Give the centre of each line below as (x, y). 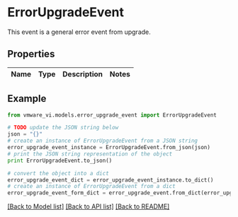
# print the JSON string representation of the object (90, 154)
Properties (31, 54)
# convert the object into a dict (58, 173)
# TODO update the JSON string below (63, 128)
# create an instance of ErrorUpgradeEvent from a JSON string (103, 141)
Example (27, 99)
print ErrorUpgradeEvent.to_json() (60, 160)
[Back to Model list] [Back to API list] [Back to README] (89, 206)
